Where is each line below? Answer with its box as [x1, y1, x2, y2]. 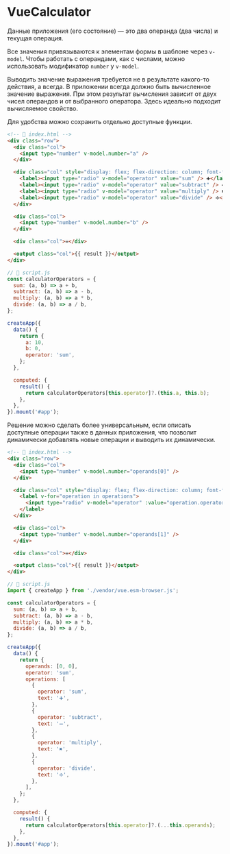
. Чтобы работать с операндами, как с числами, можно [22, 54, 186, 62]
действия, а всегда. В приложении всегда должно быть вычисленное [7, 82, 211, 90]
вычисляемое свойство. [7, 104, 79, 112]
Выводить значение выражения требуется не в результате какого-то [7, 75, 210, 83]
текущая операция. [7, 34, 64, 42]
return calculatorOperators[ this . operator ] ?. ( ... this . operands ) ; [25, 822, 216, 829]
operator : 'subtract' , [37, 713, 103, 720]
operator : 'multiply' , [37, 740, 103, 746]
